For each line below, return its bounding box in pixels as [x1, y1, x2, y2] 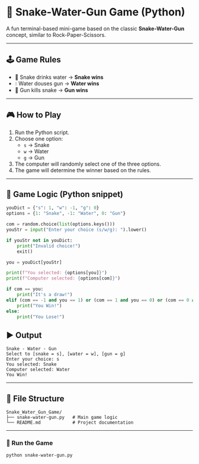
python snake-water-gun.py [6, 452, 73, 459]
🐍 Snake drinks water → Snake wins [14, 74, 104, 81]
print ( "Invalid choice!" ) [17, 243, 81, 249]
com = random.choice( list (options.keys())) [6, 221, 115, 227]
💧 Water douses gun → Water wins [14, 80, 99, 87]
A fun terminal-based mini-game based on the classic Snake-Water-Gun [6, 25, 185, 32]
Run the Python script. [14, 129, 70, 136]
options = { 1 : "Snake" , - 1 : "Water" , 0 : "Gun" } [6, 211, 126, 217]
